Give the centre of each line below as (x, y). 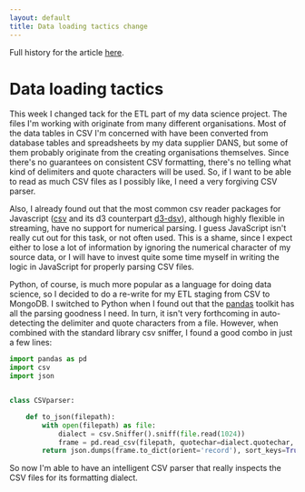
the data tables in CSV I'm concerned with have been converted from (139, 134)
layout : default (40, 18)
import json (32, 377)
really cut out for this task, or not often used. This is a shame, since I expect (151, 238)
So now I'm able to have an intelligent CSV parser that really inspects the (145, 468)
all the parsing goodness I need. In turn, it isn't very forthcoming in (134, 314)
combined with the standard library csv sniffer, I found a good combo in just (151, 333)
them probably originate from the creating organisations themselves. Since (149, 153)
